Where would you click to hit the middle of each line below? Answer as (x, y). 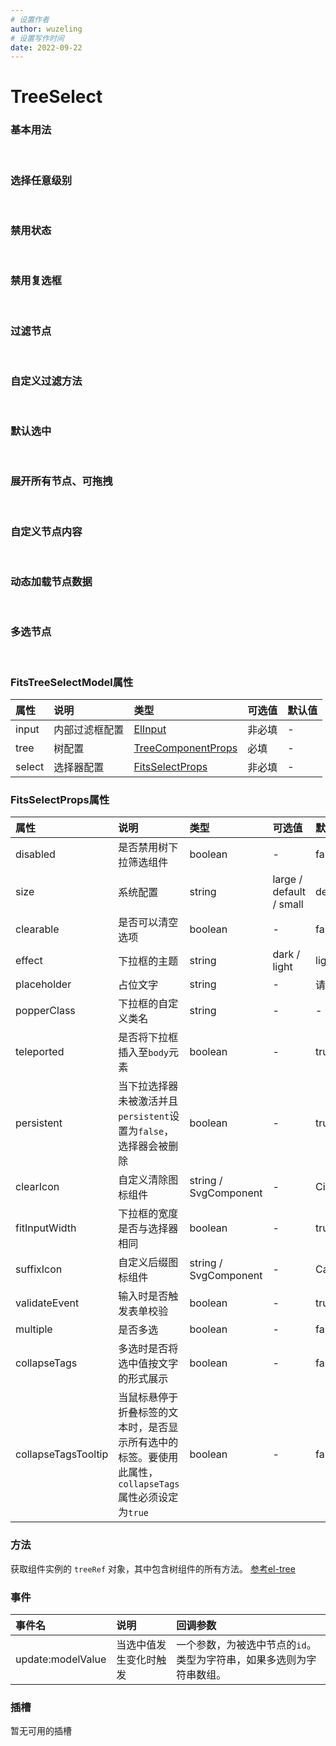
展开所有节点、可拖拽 (61, 481)
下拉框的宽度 (148, 1214)
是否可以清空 (148, 923)
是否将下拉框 (148, 1038)
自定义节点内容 (46, 531)
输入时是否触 (148, 1296)
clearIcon (37, 1187)
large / (287, 879)
